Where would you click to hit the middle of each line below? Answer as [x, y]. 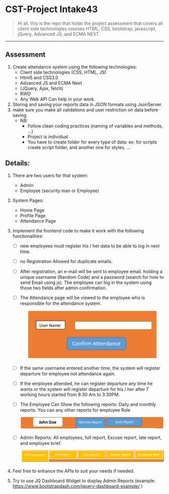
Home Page [32, 210]
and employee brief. [41, 443]
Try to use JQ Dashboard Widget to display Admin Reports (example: [84, 480]
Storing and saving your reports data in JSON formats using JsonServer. [87, 104]
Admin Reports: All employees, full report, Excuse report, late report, [91, 437]
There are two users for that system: [50, 175]
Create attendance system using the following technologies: [75, 67]
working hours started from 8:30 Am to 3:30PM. [70, 394]
